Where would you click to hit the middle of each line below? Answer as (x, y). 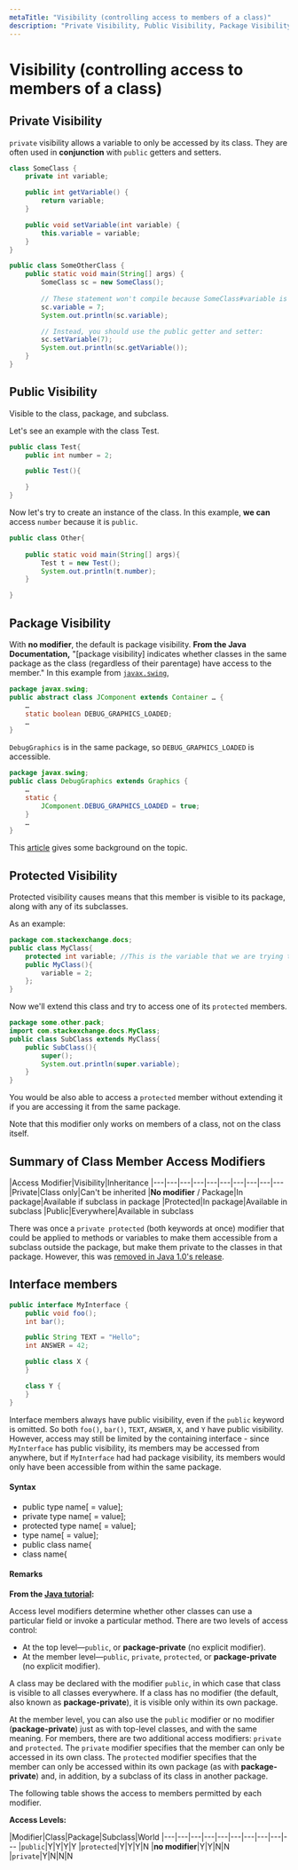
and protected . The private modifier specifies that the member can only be (147, 1747)
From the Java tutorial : (52, 1594)
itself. (19, 1134)
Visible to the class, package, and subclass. (89, 413)
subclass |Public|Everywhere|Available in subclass (102, 1211)
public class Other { (47, 538)
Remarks (26, 1574)
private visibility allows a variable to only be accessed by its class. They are (149, 142)
